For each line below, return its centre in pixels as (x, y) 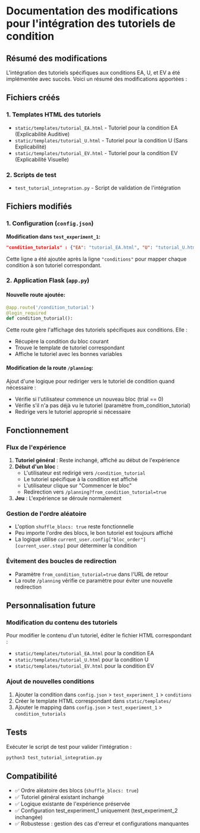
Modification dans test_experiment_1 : (53, 236)
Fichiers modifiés (39, 207)
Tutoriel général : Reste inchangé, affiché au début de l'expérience (97, 460)
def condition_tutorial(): (40, 318)
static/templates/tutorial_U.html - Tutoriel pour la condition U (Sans (101, 140)
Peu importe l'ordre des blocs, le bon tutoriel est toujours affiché (94, 533)
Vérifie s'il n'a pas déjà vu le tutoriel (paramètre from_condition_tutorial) (103, 405)
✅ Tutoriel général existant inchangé (60, 797)
